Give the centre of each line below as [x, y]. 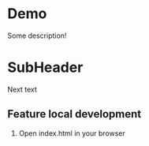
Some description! [37, 36]
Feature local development [74, 114]
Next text [22, 89]
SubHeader [45, 67]
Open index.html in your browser [72, 133]
